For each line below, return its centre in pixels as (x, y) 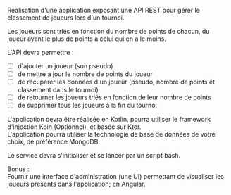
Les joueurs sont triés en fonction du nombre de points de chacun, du (108, 31)
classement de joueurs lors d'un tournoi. (66, 18)
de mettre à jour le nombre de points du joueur (85, 74)
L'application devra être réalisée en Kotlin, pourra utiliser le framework (109, 120)
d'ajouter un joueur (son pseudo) (65, 66)
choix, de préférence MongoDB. (54, 142)
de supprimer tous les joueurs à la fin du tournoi (87, 106)
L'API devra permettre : (40, 52)
